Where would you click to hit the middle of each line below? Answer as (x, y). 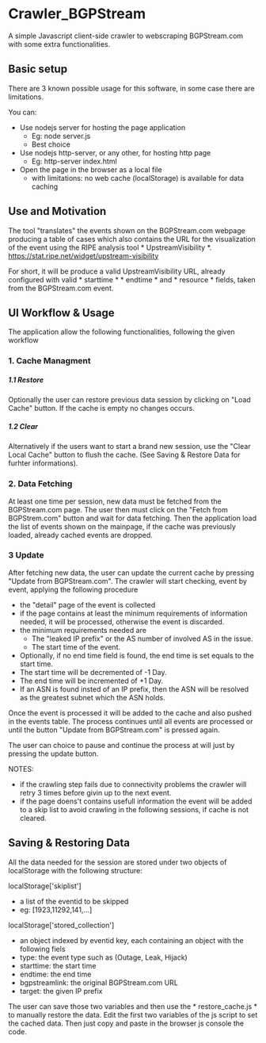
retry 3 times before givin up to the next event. (95, 792)
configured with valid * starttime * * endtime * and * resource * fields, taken (132, 279)
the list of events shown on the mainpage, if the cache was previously (122, 526)
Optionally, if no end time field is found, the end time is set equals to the (137, 655)
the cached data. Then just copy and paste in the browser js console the (126, 1023)
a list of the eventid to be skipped (74, 901)
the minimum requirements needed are (83, 630)
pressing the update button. (53, 753)
